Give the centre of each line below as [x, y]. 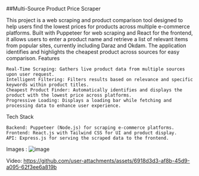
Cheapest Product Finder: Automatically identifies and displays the [94, 90]
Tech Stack [20, 117]
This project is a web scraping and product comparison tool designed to [95, 20]
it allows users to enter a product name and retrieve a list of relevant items [97, 39]
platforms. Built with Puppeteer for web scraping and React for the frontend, [99, 33]
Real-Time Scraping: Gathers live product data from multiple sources [96, 69]
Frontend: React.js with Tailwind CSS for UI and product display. [92, 133]
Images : [17, 149]
